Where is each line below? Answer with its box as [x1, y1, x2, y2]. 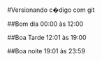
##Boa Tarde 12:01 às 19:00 [7, 34, 87, 41]
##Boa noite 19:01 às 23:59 [7, 47, 86, 55]
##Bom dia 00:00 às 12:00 [7, 20, 84, 28]
